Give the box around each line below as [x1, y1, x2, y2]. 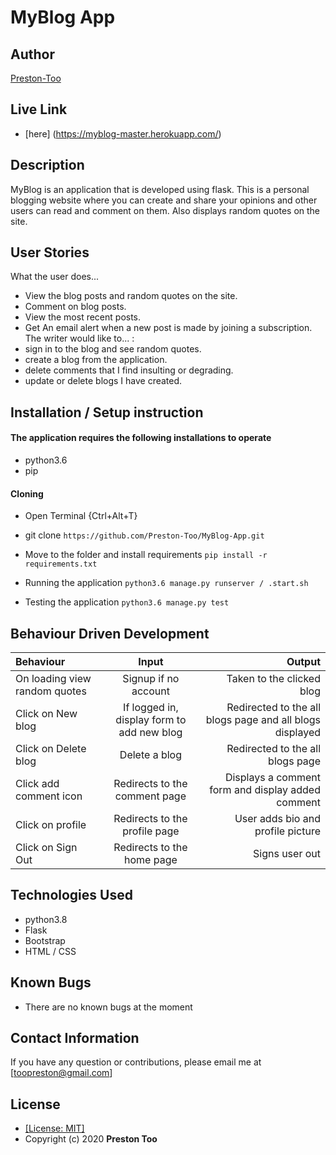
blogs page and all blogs [205, 713, 321, 727]
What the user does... [10, 271, 100, 283]
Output [286, 655, 321, 669]
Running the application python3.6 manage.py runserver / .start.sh [24, 577, 309, 589]
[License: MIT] [24, 1122, 85, 1135]
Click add [15, 777, 60, 791]
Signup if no [122, 672, 180, 686]
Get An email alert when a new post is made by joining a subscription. [24, 322, 313, 334]
